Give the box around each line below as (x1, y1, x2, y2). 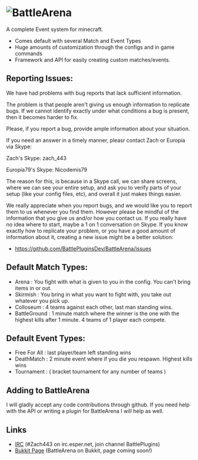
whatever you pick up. (14, 297, 70, 304)
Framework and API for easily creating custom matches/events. (14, 56, 171, 63)
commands (14, 49, 43, 57)
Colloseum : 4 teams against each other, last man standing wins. (14, 303, 173, 310)
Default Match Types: (6, 262, 88, 272)
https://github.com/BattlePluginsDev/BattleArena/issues (14, 245, 152, 252)
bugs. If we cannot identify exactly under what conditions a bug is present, (6, 107, 190, 114)
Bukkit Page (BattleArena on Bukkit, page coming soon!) (14, 447, 153, 454)
